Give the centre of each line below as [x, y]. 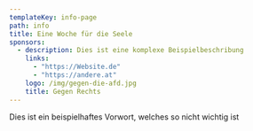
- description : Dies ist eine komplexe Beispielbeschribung [130, 50]
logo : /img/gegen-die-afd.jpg [81, 83]
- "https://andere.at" [75, 75]
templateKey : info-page [53, 17]
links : [37, 58]
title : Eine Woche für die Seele [71, 34]
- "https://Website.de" [77, 67]
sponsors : [28, 42]
